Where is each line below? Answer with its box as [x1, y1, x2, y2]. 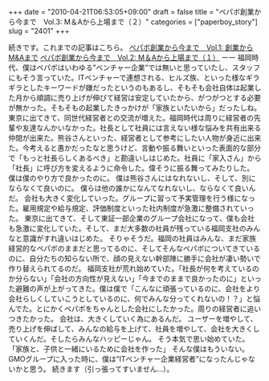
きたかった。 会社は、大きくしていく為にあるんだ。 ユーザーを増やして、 [14, 314, 258, 323]
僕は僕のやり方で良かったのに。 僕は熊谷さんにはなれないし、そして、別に [8, 174, 256, 182]
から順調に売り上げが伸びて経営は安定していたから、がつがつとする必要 [22, 93, 262, 102]
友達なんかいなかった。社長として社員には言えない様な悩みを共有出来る [22, 123, 262, 133]
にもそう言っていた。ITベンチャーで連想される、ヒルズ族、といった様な [8, 73, 247, 82]
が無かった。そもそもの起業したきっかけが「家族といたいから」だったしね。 [8, 103, 262, 113]
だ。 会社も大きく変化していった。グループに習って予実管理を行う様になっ [8, 194, 255, 203]
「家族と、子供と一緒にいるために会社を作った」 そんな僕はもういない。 [8, 344, 249, 354]
